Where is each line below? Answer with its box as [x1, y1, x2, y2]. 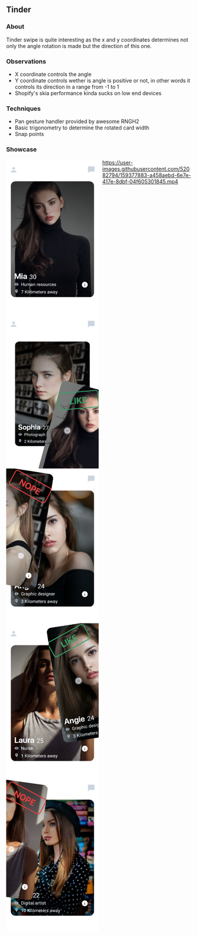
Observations [6, 57, 46, 65]
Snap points [14, 131, 44, 138]
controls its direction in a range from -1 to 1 [14, 83, 120, 90]
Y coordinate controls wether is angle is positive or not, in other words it [14, 77, 190, 84]
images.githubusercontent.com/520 [102, 165, 190, 172]
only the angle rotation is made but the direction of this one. [6, 42, 152, 49]
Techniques [6, 104, 41, 112]
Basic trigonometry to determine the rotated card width [14, 124, 150, 131]
